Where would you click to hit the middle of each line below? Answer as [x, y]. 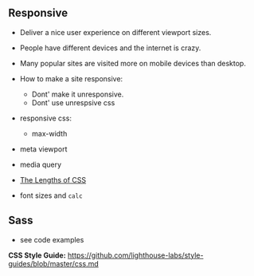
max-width [49, 133]
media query [41, 164]
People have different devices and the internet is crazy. [110, 48]
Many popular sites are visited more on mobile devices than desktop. [133, 63]
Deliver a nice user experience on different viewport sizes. [115, 32]
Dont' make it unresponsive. [78, 94]
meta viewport [43, 149]
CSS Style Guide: [37, 255]
